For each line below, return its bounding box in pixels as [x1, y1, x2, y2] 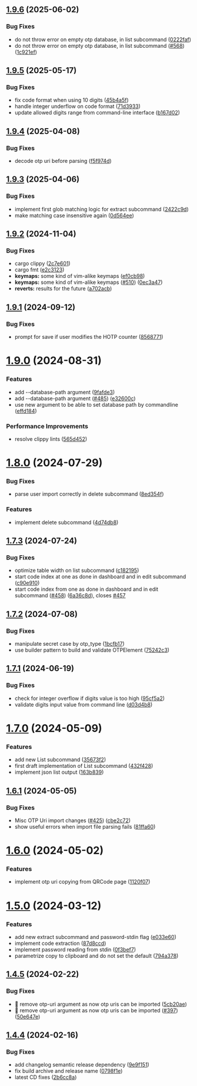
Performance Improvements [6, 422, 89, 430]
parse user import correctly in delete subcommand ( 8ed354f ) [14, 490, 164, 498]
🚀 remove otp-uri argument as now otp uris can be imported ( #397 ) [14, 1006, 178, 1014]
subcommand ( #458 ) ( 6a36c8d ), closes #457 [14, 592, 126, 599]
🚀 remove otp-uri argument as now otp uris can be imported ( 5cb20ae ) [14, 1000, 187, 1008]
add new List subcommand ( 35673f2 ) [14, 756, 106, 763]
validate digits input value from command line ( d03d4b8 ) [14, 701, 153, 708]
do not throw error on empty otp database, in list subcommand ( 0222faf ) [14, 35, 192, 43]
